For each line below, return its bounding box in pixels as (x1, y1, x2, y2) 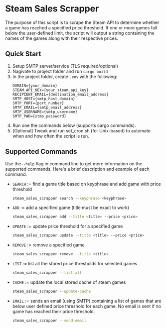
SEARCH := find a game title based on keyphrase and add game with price (12, 181, 161, 187)
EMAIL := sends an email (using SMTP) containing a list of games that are (12, 298, 162, 304)
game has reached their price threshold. (12, 308, 95, 314)
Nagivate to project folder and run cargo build (12, 68, 108, 74)
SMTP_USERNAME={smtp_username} (12, 109, 78, 114)
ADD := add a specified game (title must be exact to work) (12, 205, 130, 211)
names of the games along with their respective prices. (5, 35, 119, 41)
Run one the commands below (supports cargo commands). (12, 122, 136, 128)
